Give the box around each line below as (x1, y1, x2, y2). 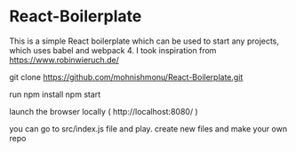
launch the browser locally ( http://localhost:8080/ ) (9, 106, 198, 116)
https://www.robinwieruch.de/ (9, 54, 120, 65)
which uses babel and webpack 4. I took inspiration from (9, 44, 217, 55)
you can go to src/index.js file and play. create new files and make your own (9, 123, 287, 134)
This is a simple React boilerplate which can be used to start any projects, (9, 36, 280, 46)
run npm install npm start (9, 89, 101, 100)
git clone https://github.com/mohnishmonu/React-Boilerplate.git (9, 71, 244, 82)
